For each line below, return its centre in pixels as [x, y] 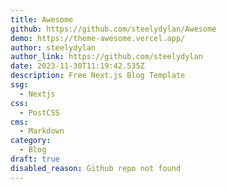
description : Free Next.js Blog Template [98, 76]
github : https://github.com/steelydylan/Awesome [113, 29]
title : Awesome [42, 19]
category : [31, 141]
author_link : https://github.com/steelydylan [106, 57]
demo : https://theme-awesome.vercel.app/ [98, 38]
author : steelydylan [53, 47]
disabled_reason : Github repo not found [96, 168]
